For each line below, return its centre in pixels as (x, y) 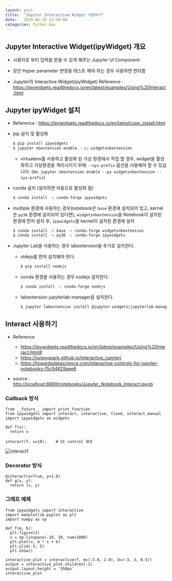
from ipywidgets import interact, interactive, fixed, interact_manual (83, 414)
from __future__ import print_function (48, 409)
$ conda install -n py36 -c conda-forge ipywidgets (69, 235)
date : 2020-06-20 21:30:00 (36, 20)
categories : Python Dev (31, 24)
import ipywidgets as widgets (38, 418)
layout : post (19, 10)
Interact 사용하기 (31, 324)
